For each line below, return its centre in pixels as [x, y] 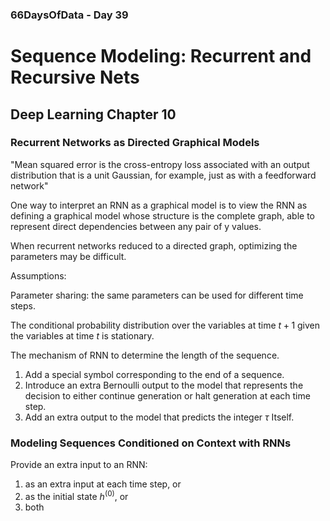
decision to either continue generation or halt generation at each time [167, 395]
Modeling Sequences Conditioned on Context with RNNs [151, 443]
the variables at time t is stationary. [82, 335]
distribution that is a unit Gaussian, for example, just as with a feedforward [163, 175]
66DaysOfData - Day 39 [69, 15]
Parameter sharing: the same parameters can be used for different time [157, 295]
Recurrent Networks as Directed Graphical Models [135, 143]
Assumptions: [38, 275]
